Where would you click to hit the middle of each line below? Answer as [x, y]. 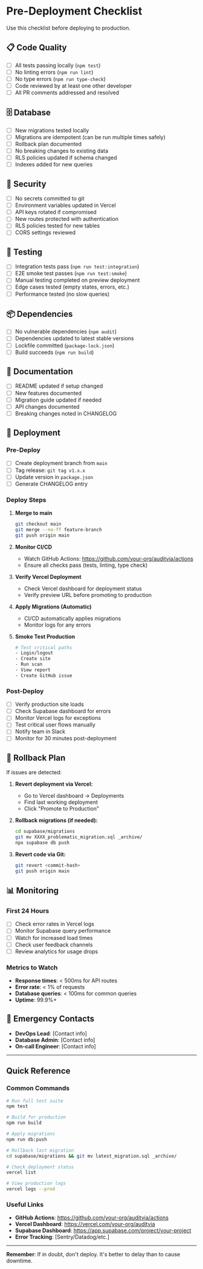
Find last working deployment [61, 802]
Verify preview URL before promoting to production [88, 595]
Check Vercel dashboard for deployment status [83, 589]
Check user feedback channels [54, 944]
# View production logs [36, 1184]
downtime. [19, 1261]
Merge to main [34, 513]
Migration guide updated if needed [58, 400]
